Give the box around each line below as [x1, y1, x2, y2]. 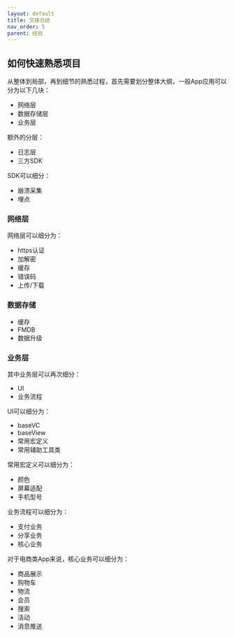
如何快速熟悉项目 [7, 57, 81, 69]
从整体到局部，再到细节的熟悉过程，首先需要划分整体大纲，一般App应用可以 [7, 78, 227, 86]
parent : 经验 [7, 29, 43, 37]
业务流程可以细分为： [7, 507, 68, 515]
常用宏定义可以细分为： [7, 460, 75, 469]
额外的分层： [7, 133, 44, 142]
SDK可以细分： [7, 172, 51, 180]
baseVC [17, 420, 41, 430]
